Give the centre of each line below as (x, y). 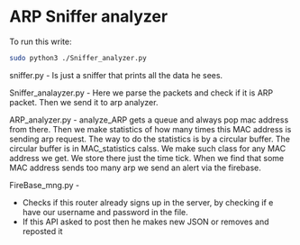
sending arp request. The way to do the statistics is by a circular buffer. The (150, 139)
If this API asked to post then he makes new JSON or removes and (145, 222)
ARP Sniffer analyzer (89, 17)
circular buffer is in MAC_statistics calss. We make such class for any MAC (148, 148)
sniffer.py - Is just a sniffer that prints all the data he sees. (116, 75)
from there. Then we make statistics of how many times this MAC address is (150, 129)
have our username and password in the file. (105, 212)
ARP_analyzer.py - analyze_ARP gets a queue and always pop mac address (149, 120)
